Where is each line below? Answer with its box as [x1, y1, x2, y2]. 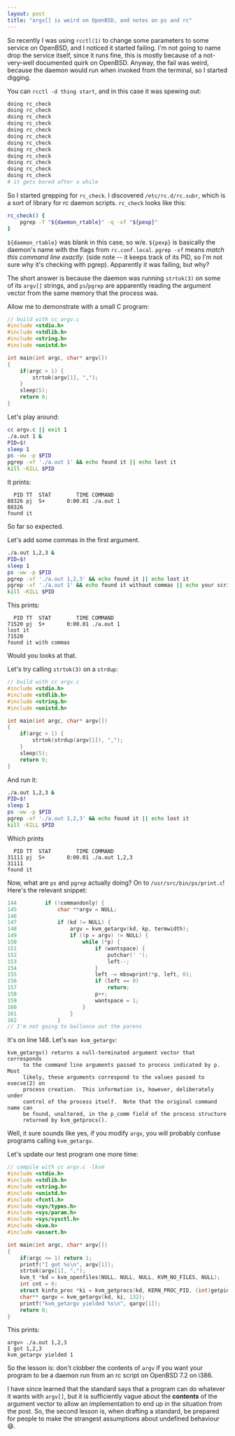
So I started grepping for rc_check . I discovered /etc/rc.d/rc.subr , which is [7, 191, 226, 200]
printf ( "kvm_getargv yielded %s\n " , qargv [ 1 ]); [20, 1300, 161, 1307]
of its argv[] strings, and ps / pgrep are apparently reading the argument [7, 281, 211, 289]
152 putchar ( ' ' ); [7, 951, 149, 958]
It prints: [7, 478, 31, 486]
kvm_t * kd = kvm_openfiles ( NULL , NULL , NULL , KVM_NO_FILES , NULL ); [20, 1274, 220, 1281]
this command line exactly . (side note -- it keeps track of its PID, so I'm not [7, 253, 222, 261]
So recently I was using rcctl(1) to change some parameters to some [7, 36, 209, 44]
